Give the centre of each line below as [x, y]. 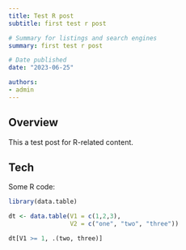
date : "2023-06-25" [41, 68]
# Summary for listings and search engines [83, 38]
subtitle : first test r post [57, 23]
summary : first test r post [56, 45]
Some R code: [32, 187]
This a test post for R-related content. [71, 142]
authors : [23, 83]
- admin [21, 90]
